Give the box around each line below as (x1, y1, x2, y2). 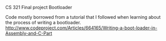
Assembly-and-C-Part (5, 30, 52, 36)
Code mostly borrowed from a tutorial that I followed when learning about (5, 14, 161, 20)
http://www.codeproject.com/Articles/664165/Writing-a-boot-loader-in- (5, 25, 158, 31)
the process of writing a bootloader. (5, 20, 81, 25)
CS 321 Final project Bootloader (5, 5, 72, 10)
